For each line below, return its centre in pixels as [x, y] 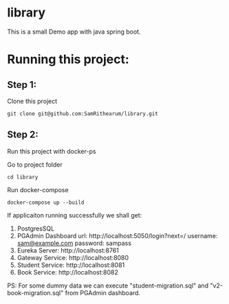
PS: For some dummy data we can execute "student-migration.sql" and [108, 285]
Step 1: [22, 85]
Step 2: [23, 135]
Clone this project [32, 101]
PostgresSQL [36, 229]
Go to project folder [35, 164]
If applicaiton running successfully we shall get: [75, 215]
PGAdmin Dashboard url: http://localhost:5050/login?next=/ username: [117, 235]
